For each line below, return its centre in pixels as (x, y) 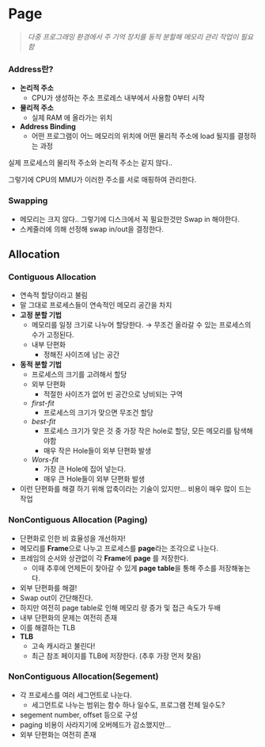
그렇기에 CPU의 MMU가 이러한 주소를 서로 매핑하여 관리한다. (102, 180)
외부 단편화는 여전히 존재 (58, 734)
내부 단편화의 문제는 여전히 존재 (68, 617)
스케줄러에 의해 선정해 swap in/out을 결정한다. (91, 229)
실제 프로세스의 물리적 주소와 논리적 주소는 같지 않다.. (90, 163)
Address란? (31, 69)
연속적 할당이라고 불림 (54, 295)
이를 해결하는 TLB (47, 627)
